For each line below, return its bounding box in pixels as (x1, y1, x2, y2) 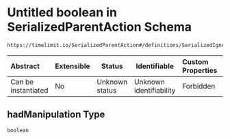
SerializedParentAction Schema (7, 19, 192, 35)
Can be (10, 77, 34, 87)
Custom (182, 57, 209, 66)
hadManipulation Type (7, 109, 105, 121)
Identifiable (136, 61, 175, 71)
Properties (182, 65, 218, 75)
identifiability (133, 85, 176, 95)
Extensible (54, 61, 90, 71)
